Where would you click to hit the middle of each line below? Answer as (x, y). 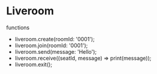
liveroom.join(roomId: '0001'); (51, 45)
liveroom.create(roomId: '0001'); (55, 39)
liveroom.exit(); (34, 64)
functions (18, 27)
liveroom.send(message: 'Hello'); (56, 51)
